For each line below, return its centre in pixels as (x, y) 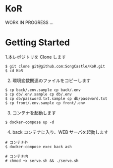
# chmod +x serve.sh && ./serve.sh (42, 161)
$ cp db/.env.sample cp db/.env (38, 94)
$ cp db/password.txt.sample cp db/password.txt (56, 98)
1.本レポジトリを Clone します (36, 57)
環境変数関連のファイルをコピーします (51, 81)
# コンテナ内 (17, 156)
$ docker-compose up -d (30, 122)
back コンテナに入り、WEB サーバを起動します (60, 132)
